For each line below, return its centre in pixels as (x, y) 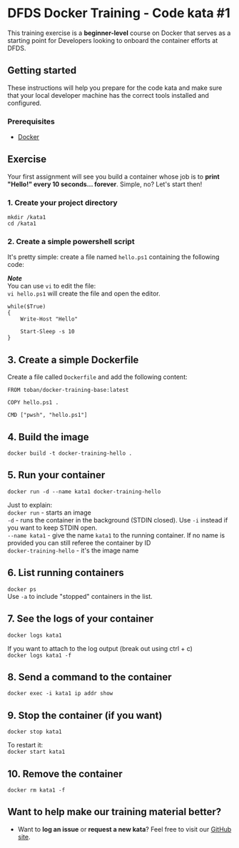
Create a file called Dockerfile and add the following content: (97, 377)
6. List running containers (66, 573)
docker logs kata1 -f (40, 655)
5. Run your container (56, 475)
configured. (24, 103)
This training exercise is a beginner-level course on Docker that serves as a (119, 33)
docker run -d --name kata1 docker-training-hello (84, 491)
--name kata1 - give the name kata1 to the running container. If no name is (116, 535)
